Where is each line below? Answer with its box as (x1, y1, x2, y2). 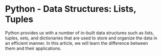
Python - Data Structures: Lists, (5, 3, 136, 15)
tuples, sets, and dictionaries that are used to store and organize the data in (5, 35, 158, 41)
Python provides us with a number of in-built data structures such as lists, (5, 30, 154, 36)
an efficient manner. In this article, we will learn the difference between (5, 40, 148, 46)
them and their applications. (5, 45, 62, 51)
